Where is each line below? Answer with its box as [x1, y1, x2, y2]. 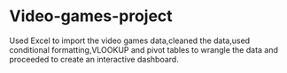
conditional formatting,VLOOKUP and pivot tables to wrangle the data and [9, 44, 279, 55]
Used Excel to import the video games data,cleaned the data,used [9, 35, 251, 46]
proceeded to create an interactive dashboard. [9, 54, 179, 64]
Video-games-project [9, 6, 173, 26]
